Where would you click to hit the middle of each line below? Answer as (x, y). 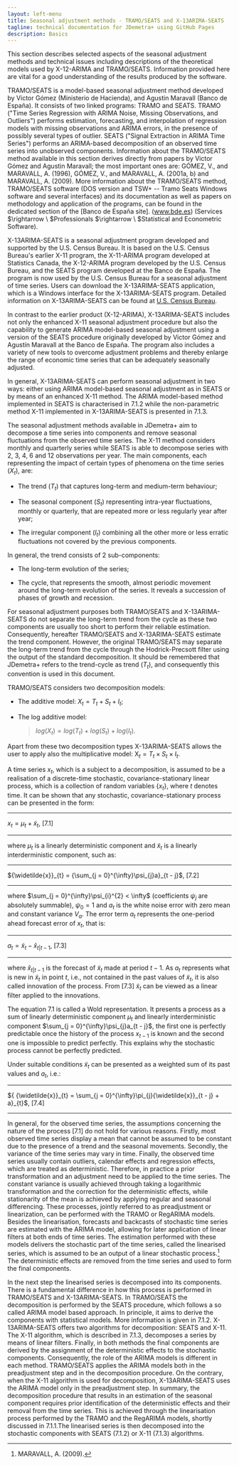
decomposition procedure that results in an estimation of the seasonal (110, 1396)
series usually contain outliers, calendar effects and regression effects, (111, 1161)
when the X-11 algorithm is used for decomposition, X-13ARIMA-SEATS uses (119, 1380)
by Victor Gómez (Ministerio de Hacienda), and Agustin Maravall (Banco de (117, 98)
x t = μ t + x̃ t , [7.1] (30, 824)
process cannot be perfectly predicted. (65, 1050)
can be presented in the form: (51, 803)
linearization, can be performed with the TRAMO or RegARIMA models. (111, 1215)
